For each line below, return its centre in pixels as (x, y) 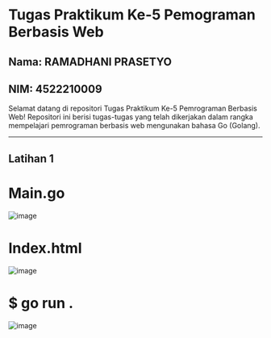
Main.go (37, 193)
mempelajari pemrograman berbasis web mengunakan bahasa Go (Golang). (134, 126)
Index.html (45, 248)
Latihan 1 (31, 159)
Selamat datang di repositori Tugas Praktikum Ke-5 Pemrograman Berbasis (133, 108)
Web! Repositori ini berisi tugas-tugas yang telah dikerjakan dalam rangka (131, 117)
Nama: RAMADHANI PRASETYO (90, 62)
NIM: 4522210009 (55, 89)
